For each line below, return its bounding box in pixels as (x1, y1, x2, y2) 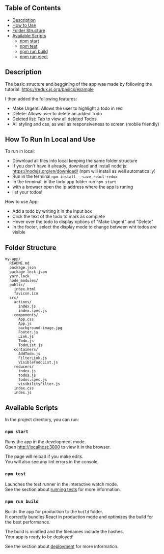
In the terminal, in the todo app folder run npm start (12, 179, 116, 185)
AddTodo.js (18, 352, 41, 357)
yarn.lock (9, 274, 29, 279)
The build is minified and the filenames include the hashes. (5, 528, 124, 534)
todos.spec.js (18, 377, 48, 382)
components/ (14, 313, 38, 318)
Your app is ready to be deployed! (5, 534, 74, 540)
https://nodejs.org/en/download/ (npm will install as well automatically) (12, 168, 156, 174)
